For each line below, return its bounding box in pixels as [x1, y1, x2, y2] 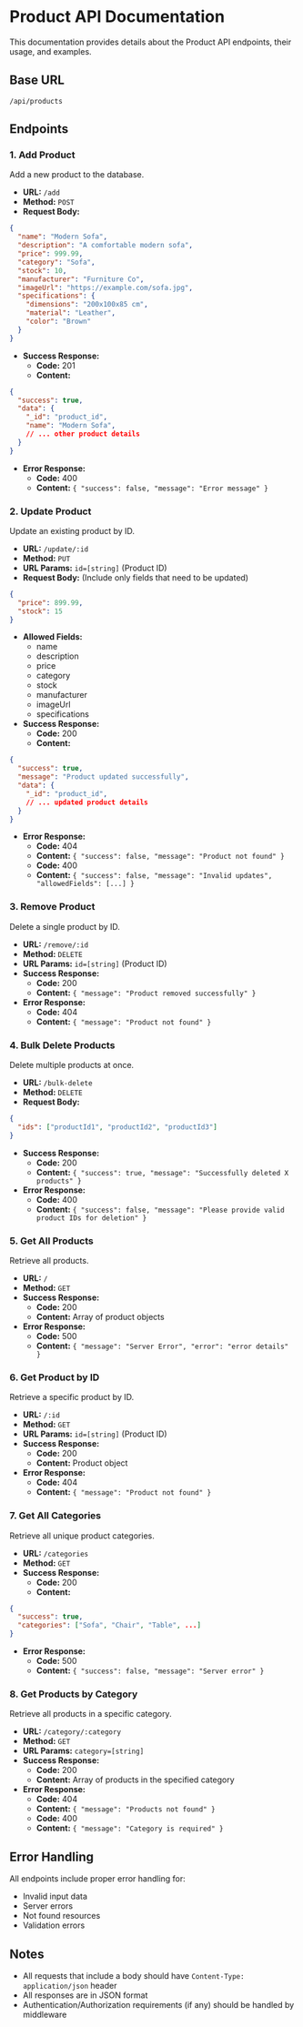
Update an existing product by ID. [9, 525, 135, 536]
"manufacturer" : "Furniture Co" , [17, 275, 145, 284]
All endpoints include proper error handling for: [9, 1873, 187, 1884]
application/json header [22, 1981, 117, 1992]
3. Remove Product [9, 901, 96, 913]
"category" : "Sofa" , [17, 257, 96, 267]
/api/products [9, 96, 64, 106]
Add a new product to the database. [9, 169, 145, 180]
